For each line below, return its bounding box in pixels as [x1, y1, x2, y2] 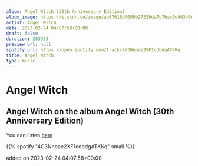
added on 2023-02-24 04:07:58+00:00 [6, 154, 102, 161]
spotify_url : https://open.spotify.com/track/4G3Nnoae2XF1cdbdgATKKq [6, 47, 181, 53]
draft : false [6, 31, 38, 36]
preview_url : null [6, 42, 51, 48]
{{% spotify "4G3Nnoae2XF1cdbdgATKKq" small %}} [6, 142, 136, 150]
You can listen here [6, 131, 53, 138]
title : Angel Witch [6, 52, 54, 58]
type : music [6, 58, 35, 64]
